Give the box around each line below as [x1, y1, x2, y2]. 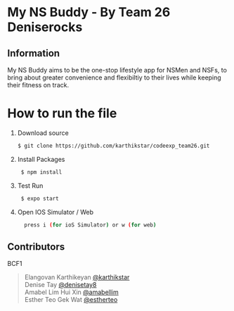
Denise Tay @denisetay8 [24, 281, 97, 289]
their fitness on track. [7, 81, 69, 89]
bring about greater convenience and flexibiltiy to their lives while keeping [7, 73, 221, 82]
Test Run [17, 181, 44, 190]
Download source [17, 128, 69, 137]
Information [7, 47, 60, 59]
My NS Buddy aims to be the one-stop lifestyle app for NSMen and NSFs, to [7, 66, 227, 74]
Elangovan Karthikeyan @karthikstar [24, 273, 130, 281]
